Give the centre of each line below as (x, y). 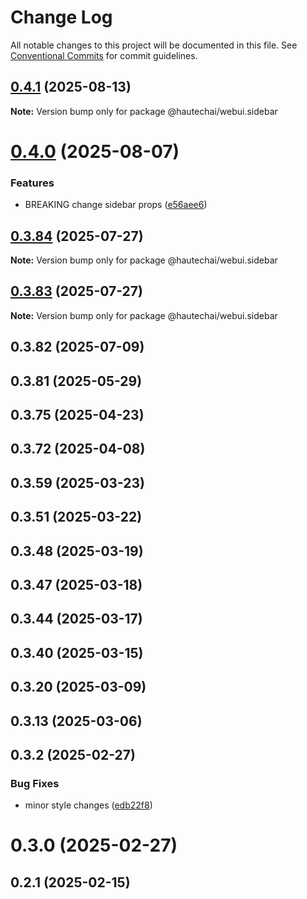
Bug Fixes (35, 783)
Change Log (61, 17)
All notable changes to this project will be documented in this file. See (154, 45)
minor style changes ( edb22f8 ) (88, 805)
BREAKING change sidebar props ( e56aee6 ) (116, 205)
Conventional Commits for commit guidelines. (104, 55)
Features (32, 183)
